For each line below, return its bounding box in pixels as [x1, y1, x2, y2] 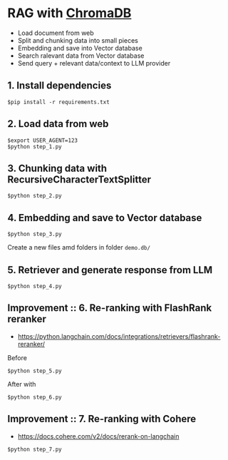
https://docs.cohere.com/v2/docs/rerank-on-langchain [17, 431, 180, 440]
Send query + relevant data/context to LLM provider [17, 58, 171, 67]
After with [7, 379, 36, 388]
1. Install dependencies [7, 80, 112, 92]
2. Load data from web [7, 118, 109, 130]
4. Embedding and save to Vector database [7, 212, 202, 224]
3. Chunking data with [7, 162, 108, 174]
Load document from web [17, 29, 94, 37]
